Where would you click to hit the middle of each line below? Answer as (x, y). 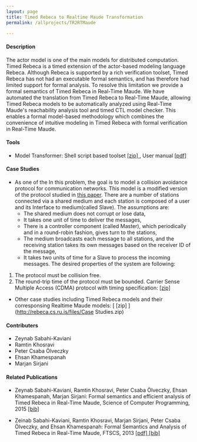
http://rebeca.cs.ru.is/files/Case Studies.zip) (71, 311)
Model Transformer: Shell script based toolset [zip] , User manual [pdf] (101, 155)
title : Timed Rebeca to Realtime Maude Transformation (75, 17)
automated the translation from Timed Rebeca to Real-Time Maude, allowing (98, 97)
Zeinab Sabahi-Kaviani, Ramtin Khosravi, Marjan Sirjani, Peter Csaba (98, 421)
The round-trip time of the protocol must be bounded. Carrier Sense (97, 281)
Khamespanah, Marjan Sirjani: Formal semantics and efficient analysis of (103, 396)
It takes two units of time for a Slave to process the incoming (97, 257)
